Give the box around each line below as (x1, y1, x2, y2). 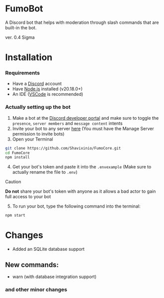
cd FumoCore (5, 150, 30, 155)
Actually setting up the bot (5, 104, 71, 111)
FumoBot (5, 3, 43, 14)
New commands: (5, 260, 59, 269)
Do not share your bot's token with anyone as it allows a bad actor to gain (5, 188, 156, 194)
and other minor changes (5, 286, 68, 293)
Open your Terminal (12, 136, 53, 142)
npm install (5, 155, 30, 160)
